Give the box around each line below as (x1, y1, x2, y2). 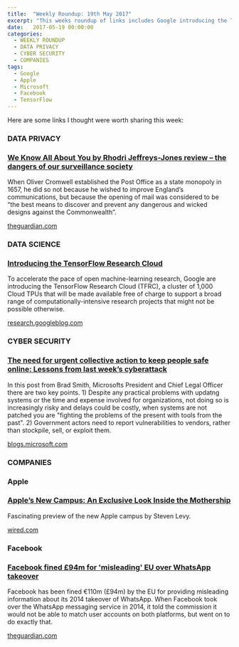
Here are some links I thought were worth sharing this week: (7, 116, 184, 124)
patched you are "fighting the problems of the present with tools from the (7, 410, 223, 419)
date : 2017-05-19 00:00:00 (7, 23, 94, 31)
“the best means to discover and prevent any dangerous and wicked (7, 200, 208, 209)
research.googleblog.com (7, 319, 83, 327)
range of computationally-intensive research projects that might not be (7, 297, 215, 306)
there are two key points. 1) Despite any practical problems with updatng (7, 388, 220, 397)
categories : (7, 30, 43, 38)
